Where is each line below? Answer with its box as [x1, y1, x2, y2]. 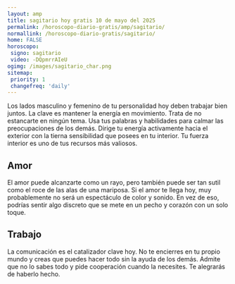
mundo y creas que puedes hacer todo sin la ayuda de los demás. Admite [7, 254, 221, 263]
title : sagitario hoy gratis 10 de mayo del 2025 [7, 17, 156, 24]
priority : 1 [10, 75, 46, 83]
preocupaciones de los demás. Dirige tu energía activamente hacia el [7, 124, 208, 132]
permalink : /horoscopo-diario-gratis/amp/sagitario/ [7, 23, 165, 30]
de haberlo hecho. [7, 269, 61, 278]
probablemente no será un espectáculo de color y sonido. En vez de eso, [7, 193, 220, 202]
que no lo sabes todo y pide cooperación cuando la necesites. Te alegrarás [7, 262, 225, 271]
